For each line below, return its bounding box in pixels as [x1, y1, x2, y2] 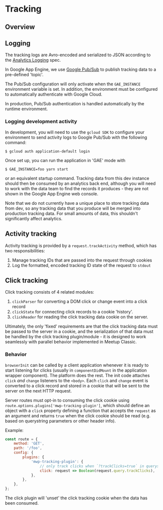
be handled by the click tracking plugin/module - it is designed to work [5, 334, 147, 340]
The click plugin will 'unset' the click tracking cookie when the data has [5, 495, 148, 501]
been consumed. [5, 500, 39, 506]
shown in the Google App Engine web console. [5, 191, 98, 197]
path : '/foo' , [14, 445, 42, 451]
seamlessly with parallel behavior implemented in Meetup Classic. [5, 339, 137, 345]
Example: [5, 427, 24, 433]
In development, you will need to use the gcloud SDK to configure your [5, 129, 145, 135]
